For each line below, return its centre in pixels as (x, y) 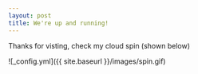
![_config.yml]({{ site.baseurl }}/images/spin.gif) (87, 61)
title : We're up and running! (59, 23)
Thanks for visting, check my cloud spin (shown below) (99, 45)
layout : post (30, 16)
